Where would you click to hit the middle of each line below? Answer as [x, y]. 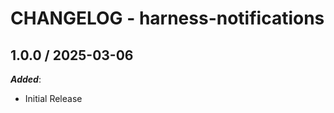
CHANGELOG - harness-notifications [167, 18]
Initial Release [53, 98]
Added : [26, 79]
